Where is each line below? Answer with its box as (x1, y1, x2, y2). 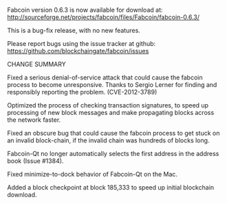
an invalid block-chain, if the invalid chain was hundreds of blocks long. (7, 136, 210, 144)
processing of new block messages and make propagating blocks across (7, 109, 215, 116)
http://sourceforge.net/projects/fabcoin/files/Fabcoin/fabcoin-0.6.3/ (7, 13, 199, 21)
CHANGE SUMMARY (7, 60, 67, 68)
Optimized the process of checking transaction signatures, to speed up (7, 101, 208, 109)
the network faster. (7, 116, 61, 124)
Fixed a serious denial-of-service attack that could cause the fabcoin (7, 73, 203, 81)
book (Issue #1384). (7, 157, 64, 165)
